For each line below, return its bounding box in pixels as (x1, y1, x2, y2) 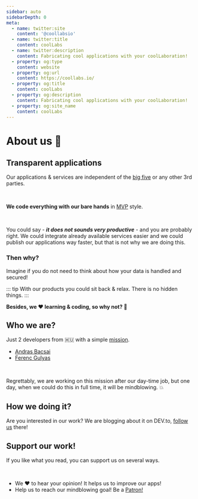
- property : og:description (11, 92, 82, 98)
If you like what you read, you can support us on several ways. (6, 457, 160, 464)
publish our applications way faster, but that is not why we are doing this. (6, 239, 186, 246)
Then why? (6, 254, 39, 262)
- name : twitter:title (11, 36, 68, 42)
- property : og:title (11, 81, 66, 87)
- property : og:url (11, 70, 60, 76)
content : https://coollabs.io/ (17, 75, 95, 81)
